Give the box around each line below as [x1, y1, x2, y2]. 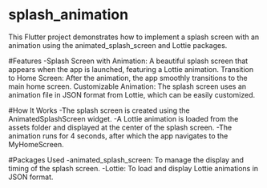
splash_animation [8, 6, 129, 24]
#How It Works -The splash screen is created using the [8, 106, 190, 115]
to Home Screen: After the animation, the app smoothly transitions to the [8, 73, 248, 82]
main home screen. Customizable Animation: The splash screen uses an [8, 82, 247, 91]
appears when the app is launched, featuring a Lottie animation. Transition [8, 64, 254, 74]
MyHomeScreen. [8, 139, 64, 149]
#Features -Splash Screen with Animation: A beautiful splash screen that [8, 56, 249, 66]
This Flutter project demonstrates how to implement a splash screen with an [8, 32, 260, 42]
